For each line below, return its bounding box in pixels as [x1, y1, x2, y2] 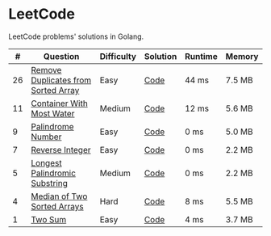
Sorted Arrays [31, 200, 84, 212]
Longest [31, 157, 62, 168]
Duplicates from [31, 74, 92, 86]
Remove [31, 64, 62, 75]
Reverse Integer [31, 144, 91, 155]
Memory [225, 50, 259, 61]
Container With [31, 98, 89, 109]
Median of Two [31, 191, 88, 202]
